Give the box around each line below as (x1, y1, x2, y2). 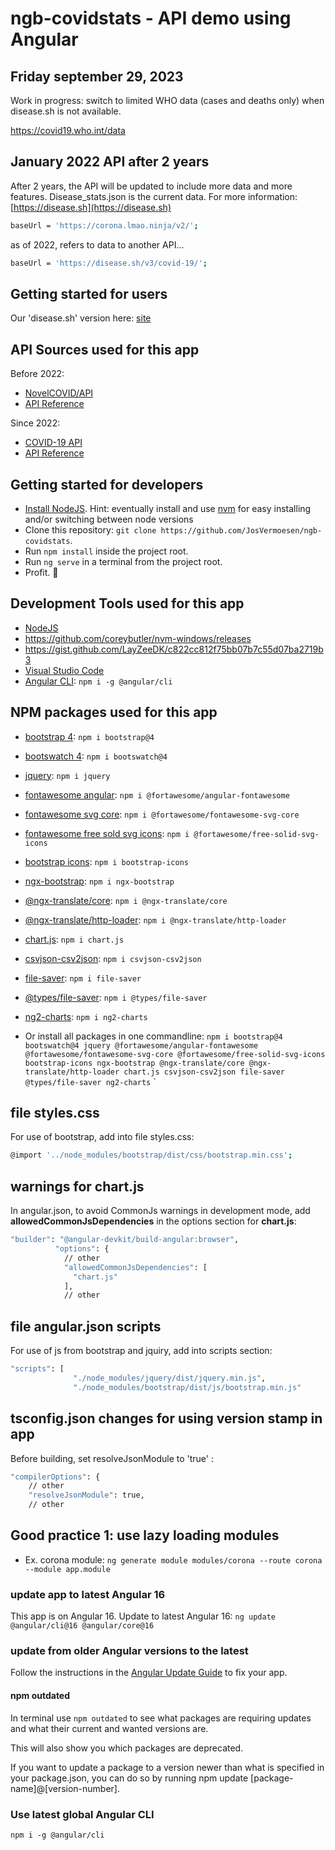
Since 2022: (10, 417, 61, 429)
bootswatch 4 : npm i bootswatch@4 (24, 750, 168, 762)
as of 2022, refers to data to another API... (10, 238, 185, 251)
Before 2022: (10, 368, 65, 380)
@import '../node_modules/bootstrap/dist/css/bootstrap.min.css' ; (10, 1150, 293, 1161)
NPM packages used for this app (10, 704, 218, 721)
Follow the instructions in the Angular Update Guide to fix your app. (10, 1667, 288, 1679)
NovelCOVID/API (24, 387, 94, 399)
